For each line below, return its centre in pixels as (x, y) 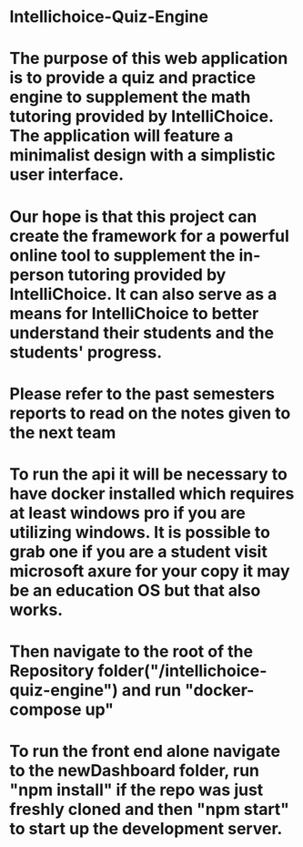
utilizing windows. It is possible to (140, 532)
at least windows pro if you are (127, 513)
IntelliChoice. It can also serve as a (143, 294)
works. (36, 609)
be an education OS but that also (135, 590)
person (37, 274)
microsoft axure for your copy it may (150, 571)
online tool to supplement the (122, 255)
